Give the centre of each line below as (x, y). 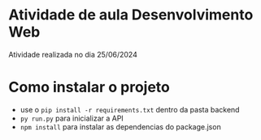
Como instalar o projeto (89, 87)
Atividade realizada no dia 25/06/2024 (73, 54)
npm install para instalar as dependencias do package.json (120, 126)
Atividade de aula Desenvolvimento (131, 15)
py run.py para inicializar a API (72, 118)
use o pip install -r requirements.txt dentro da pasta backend (130, 109)
